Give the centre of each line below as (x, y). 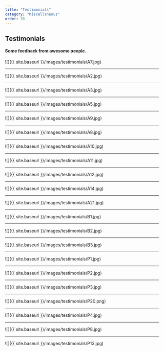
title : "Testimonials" (28, 10)
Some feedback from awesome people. (46, 51)
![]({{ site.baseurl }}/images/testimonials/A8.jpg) (53, 132)
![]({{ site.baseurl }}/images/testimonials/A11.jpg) (54, 160)
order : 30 (15, 19)
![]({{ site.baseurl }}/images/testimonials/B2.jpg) (53, 231)
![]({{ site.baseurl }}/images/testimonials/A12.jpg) (54, 174)
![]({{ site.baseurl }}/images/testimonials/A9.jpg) (53, 118)
